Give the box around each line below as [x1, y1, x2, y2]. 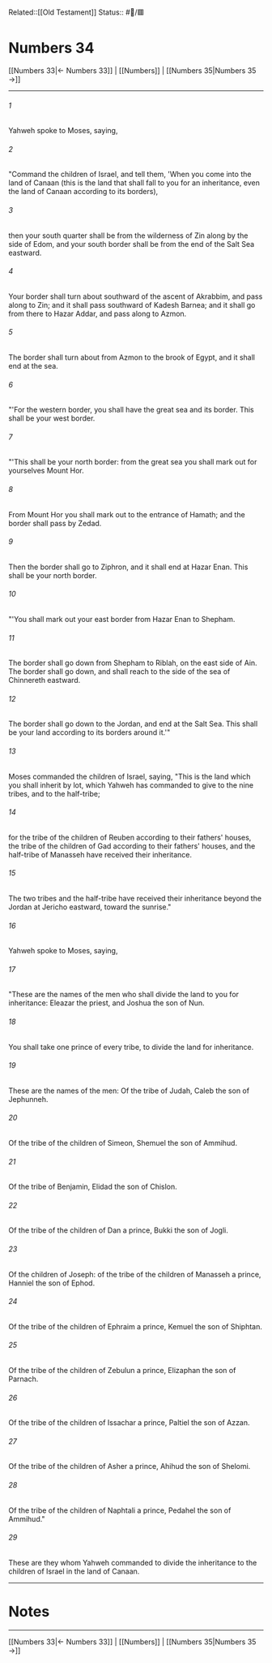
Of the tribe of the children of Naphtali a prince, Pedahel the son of [8, 1505, 232, 1515]
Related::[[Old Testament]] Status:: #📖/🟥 [8, 7, 145, 17]
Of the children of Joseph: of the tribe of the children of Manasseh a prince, [8, 1269, 261, 1279]
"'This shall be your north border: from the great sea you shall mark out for [8, 457, 257, 467]
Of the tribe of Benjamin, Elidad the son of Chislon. [8, 1181, 178, 1192]
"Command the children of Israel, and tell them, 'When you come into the [8, 170, 252, 179]
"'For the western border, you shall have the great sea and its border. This [8, 405, 254, 415]
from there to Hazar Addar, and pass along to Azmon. [8, 309, 187, 318]
